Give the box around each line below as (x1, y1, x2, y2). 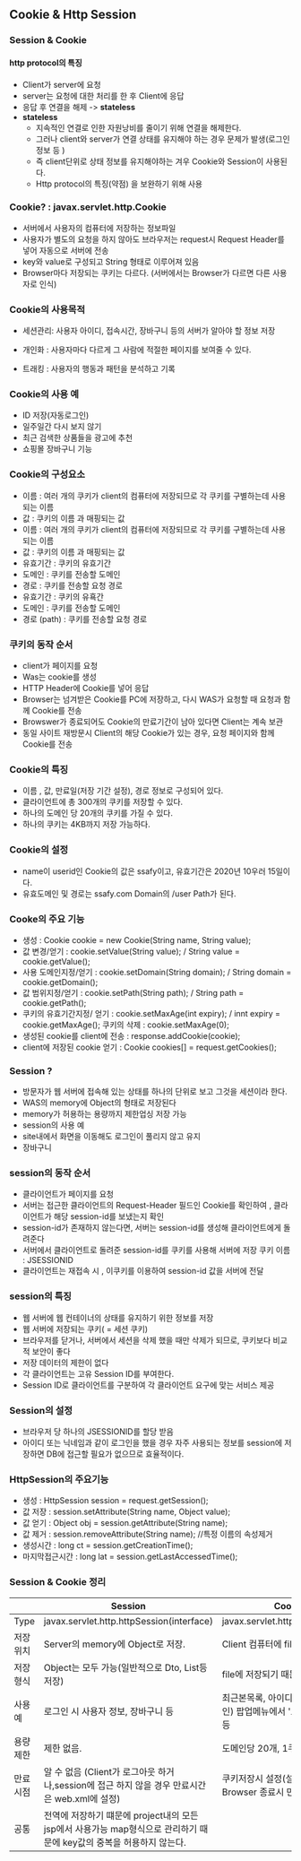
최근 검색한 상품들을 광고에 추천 (21, 432, 133, 443)
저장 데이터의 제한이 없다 (21, 1357, 109, 1368)
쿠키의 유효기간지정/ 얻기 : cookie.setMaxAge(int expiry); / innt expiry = (21, 1008, 280, 1018)
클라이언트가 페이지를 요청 (21, 1189, 115, 1199)
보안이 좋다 (31, 1346, 71, 1356)
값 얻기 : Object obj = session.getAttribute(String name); (21, 1518, 228, 1528)
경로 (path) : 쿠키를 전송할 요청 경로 (21, 613, 148, 624)
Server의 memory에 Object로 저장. (43, 1638, 185, 1650)
